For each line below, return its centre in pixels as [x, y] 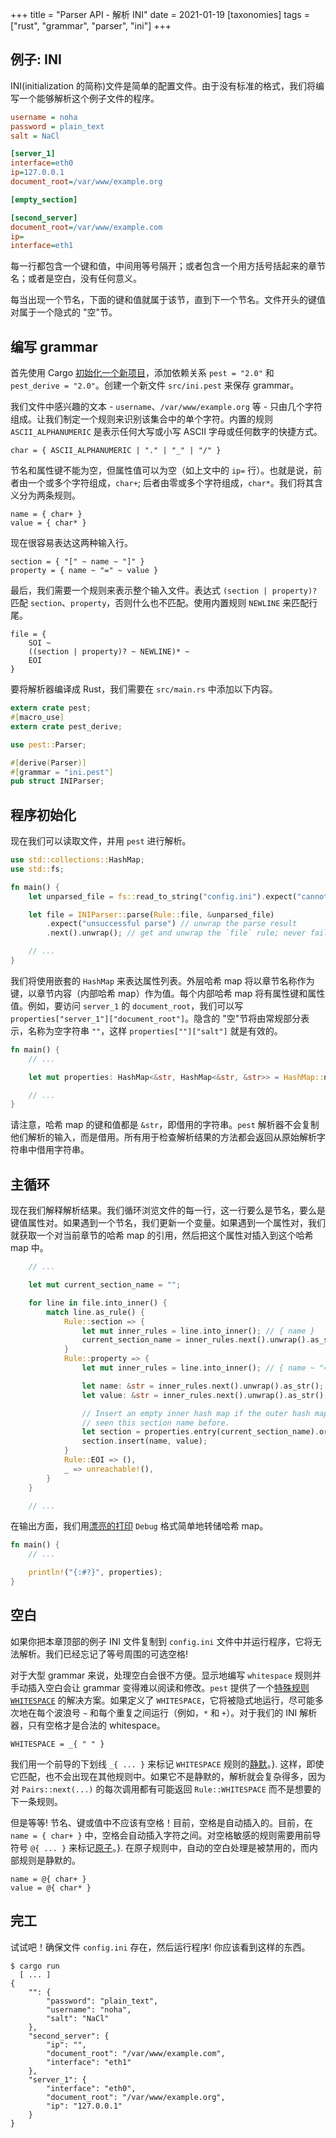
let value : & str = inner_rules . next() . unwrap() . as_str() [203, 1395]
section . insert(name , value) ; [144, 1441]
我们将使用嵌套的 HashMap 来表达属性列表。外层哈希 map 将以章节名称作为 [162, 980]
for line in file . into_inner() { [98, 1303]
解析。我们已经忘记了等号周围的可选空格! [103, 1654]
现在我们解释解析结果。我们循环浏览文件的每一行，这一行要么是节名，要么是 [168, 1210]
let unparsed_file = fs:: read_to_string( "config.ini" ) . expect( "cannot [178, 896]
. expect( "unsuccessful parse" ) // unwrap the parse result [172, 924]
